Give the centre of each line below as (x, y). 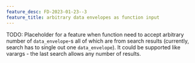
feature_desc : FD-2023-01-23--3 (46, 12)
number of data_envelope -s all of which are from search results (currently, (97, 41)
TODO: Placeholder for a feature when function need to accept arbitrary (95, 34)
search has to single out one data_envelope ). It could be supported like (94, 47)
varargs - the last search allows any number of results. (73, 53)
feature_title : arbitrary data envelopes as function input (83, 17)
